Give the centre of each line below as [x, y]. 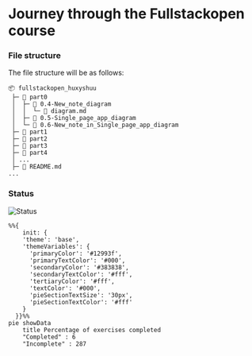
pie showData [30, 323]
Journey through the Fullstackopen [127, 14]
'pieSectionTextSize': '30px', [81, 295]
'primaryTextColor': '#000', [77, 260]
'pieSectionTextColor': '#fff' [81, 302]
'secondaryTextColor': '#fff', [81, 274]
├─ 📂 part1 [29, 132]
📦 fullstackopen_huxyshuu [52, 88]
